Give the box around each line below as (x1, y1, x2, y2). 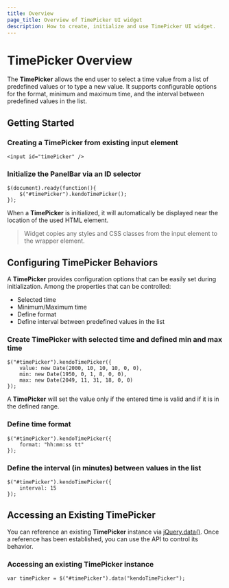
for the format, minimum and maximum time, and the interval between (7, 90, 204, 98)
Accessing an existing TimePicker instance (7, 559, 154, 569)
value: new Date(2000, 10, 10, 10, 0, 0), (19, 365, 143, 372)
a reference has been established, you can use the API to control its (7, 534, 199, 543)
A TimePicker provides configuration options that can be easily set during (7, 275, 217, 283)
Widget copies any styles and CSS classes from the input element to (23, 230, 218, 238)
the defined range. (7, 402, 60, 411)
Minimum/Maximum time (16, 303, 88, 312)
